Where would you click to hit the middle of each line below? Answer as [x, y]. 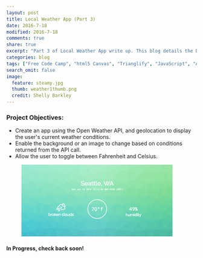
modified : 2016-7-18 [32, 32]
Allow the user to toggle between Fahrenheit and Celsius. [86, 156]
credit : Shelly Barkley [41, 96]
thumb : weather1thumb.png [44, 89]
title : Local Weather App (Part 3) [51, 19]
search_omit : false [31, 70]
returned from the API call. [48, 150]
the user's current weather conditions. [63, 137]
